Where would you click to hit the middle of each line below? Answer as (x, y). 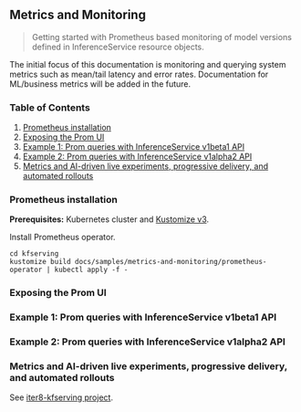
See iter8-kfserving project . (62, 397)
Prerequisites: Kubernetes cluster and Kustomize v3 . (109, 219)
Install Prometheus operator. (62, 238)
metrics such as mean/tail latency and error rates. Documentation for (139, 74)
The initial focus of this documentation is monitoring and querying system (148, 64)
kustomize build (40, 262)
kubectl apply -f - (91, 270)
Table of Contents (50, 107)
